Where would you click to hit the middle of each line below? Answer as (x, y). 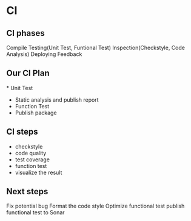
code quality (31, 153)
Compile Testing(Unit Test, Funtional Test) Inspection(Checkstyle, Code (96, 47)
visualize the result (39, 172)
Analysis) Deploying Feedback (44, 54)
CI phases (25, 33)
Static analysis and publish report (57, 100)
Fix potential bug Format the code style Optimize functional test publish (95, 206)
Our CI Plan (28, 73)
